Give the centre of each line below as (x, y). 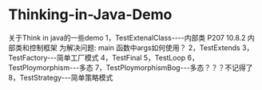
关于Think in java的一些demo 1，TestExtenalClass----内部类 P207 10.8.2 (127, 37)
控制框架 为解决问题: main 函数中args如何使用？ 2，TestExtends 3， (141, 47)
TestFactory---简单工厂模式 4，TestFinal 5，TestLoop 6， (104, 57)
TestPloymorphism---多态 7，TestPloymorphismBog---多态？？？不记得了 (131, 67)
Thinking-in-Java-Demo (90, 15)
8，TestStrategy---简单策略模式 (61, 77)
